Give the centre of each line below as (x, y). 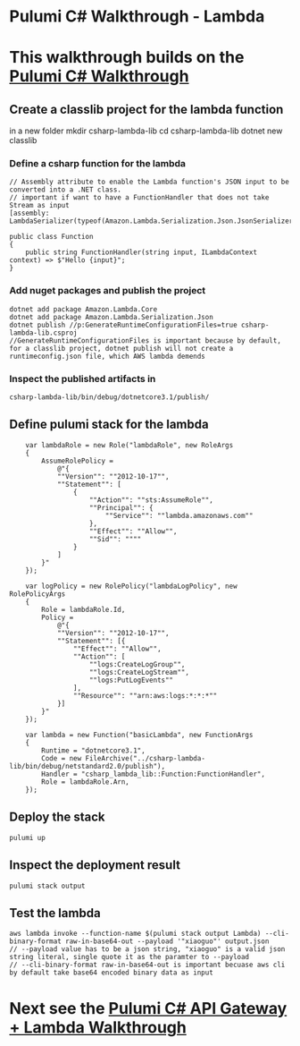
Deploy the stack (57, 817)
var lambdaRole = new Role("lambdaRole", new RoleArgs (129, 445)
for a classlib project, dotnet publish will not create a (121, 348)
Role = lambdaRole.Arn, (85, 782)
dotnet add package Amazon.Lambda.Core (83, 309)
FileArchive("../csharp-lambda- (145, 758)
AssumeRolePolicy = (78, 461)
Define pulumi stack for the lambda (109, 425)
